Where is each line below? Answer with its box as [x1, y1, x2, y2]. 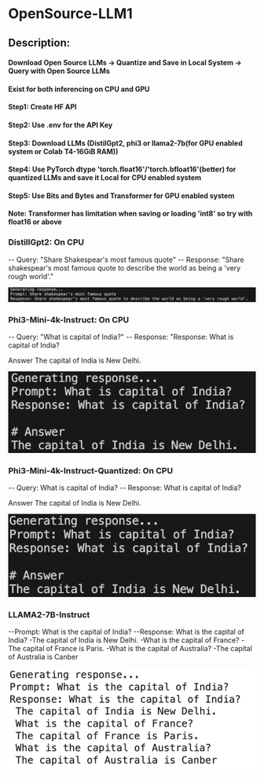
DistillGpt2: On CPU [8, 237, 85, 248]
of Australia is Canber [8, 652, 79, 661]
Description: [8, 36, 71, 50]
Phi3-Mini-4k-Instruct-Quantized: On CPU [8, 465, 174, 476]
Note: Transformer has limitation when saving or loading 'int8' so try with [8, 209, 253, 219]
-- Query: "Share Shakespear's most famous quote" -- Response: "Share [8, 255, 245, 264]
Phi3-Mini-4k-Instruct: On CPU [8, 315, 130, 326]
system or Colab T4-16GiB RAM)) [8, 146, 119, 156]
